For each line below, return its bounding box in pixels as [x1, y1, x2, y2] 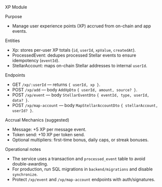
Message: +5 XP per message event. [12, 126, 87, 132]
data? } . [12, 97, 29, 103]
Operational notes [5, 146, 41, 152]
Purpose [5, 14, 22, 19]
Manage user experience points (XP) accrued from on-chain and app [12, 23, 151, 29]
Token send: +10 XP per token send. [12, 132, 85, 137]
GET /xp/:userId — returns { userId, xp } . [12, 82, 101, 87]
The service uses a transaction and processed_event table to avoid [12, 156, 145, 162]
